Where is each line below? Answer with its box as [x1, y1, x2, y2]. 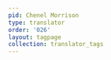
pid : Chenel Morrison [8, 11, 80, 19]
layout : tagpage [8, 33, 61, 41]
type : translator [8, 19, 65, 26]
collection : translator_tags [8, 41, 104, 48]
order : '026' [8, 26, 51, 34]
